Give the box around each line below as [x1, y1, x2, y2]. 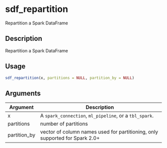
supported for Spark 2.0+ [40, 135, 100, 142]
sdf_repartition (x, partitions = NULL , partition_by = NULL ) [5, 75, 135, 80]
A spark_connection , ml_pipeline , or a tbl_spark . [40, 112, 154, 119]
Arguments [5, 89, 41, 98]
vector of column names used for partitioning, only [40, 129, 159, 136]
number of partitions [40, 121, 88, 128]
